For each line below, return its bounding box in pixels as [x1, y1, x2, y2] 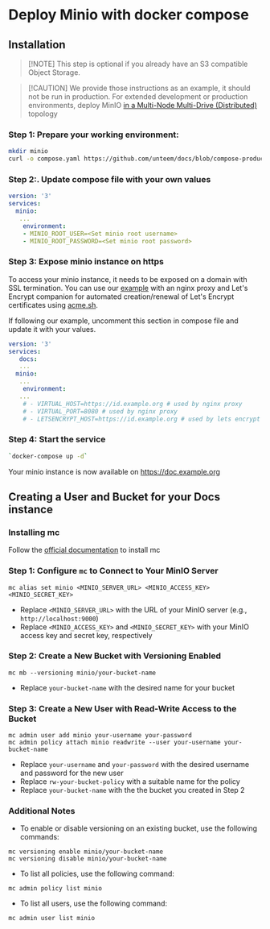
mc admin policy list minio [8, 885, 103, 893]
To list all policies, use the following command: [19, 869, 175, 879]
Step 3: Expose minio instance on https [8, 256, 165, 268]
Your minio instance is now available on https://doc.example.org [8, 467, 221, 476]
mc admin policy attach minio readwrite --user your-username [8, 739, 221, 747]
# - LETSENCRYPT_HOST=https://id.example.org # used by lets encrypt [22, 415, 261, 423]
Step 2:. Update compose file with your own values [8, 173, 211, 185]
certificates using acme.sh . [8, 300, 99, 309]
